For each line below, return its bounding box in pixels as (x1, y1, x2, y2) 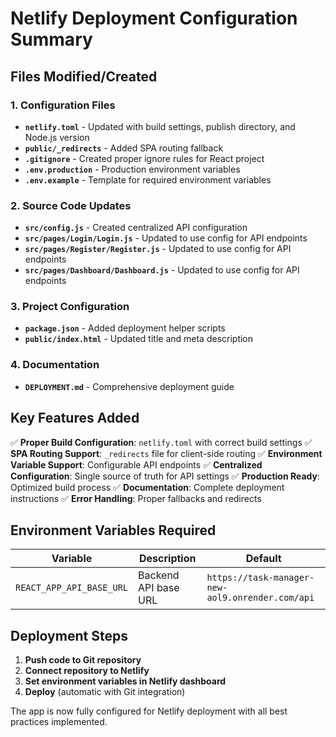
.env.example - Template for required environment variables (24, 173, 272, 186)
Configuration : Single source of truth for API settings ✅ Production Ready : (10, 470, 321, 482)
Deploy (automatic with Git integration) (24, 686, 186, 698)
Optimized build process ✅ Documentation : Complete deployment (10, 481, 285, 493)
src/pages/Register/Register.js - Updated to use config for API (24, 243, 292, 255)
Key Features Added (10, 410, 140, 427)
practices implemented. (10, 716, 108, 728)
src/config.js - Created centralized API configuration (24, 222, 248, 234)
